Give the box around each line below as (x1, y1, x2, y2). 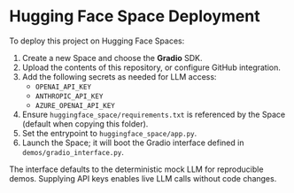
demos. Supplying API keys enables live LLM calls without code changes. (9, 173, 277, 183)
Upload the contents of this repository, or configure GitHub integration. (21, 62, 282, 73)
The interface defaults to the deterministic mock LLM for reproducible (9, 164, 264, 174)
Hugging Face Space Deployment (9, 6, 260, 27)
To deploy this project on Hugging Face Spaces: (9, 35, 185, 46)
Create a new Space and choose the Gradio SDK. (21, 52, 203, 63)
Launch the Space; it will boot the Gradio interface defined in (21, 137, 244, 148)
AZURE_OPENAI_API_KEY (35, 101, 115, 110)
